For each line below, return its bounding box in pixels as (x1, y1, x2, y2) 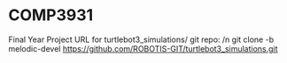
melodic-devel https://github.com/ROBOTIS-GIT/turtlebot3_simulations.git (8, 43, 278, 53)
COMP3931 (8, 5, 94, 25)
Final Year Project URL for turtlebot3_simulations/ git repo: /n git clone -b (8, 34, 275, 45)
